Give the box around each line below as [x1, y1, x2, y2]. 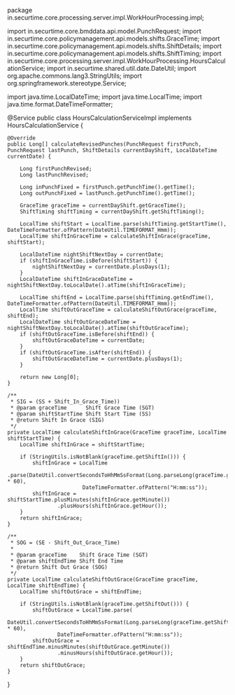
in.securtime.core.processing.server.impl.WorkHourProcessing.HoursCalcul [7, 57, 226, 65]
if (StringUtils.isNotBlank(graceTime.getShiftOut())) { [20, 600, 190, 607]
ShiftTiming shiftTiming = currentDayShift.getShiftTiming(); [20, 208, 205, 215]
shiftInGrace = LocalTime [32, 460, 108, 467]
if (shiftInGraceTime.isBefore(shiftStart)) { [20, 257, 158, 264]
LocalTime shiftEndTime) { [7, 582, 86, 589]
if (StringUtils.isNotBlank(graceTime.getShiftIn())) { [20, 453, 187, 460]
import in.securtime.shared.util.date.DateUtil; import [46, 64, 197, 72]
